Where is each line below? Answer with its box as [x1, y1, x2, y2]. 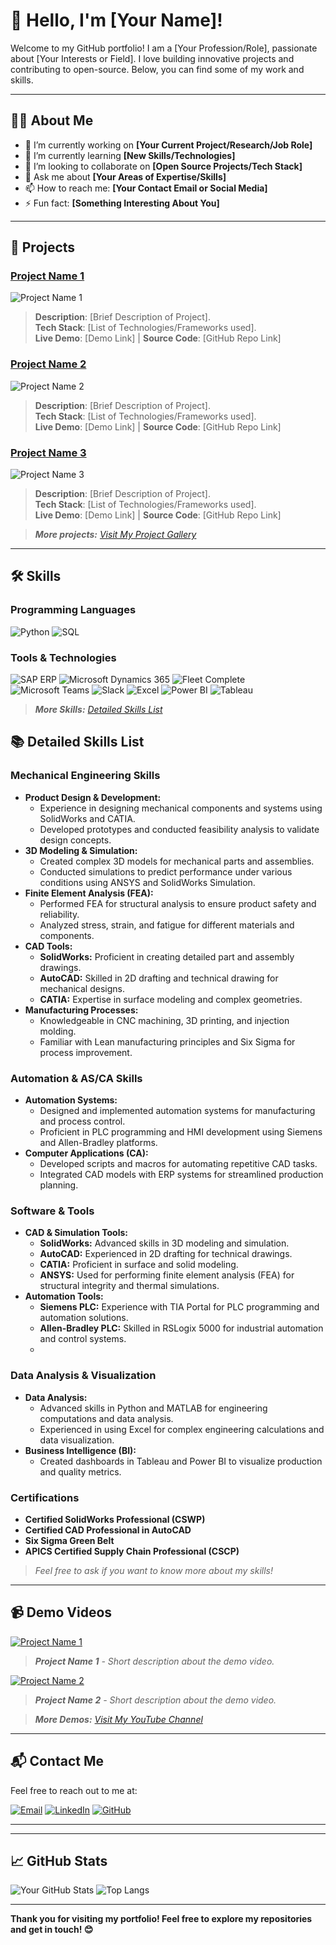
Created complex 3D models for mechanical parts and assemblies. [39, 855, 315, 867]
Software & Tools [10, 1204, 95, 1218]
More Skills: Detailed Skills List [34, 704, 163, 716]
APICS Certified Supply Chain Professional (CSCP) [24, 1545, 240, 1557]
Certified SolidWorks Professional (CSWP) [24, 1513, 206, 1525]
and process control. [39, 1115, 126, 1127]
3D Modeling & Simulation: [24, 844, 138, 856]
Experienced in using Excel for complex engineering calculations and [39, 1423, 325, 1435]
